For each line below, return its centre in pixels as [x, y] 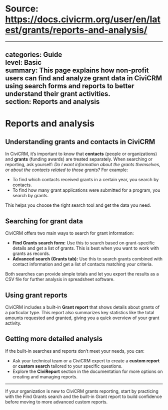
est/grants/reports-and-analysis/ [76, 30]
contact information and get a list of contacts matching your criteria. [82, 264]
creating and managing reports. [45, 376]
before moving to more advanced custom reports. [56, 401]
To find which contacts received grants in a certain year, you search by [85, 180]
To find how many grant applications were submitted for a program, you [86, 190]
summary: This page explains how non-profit [77, 71]
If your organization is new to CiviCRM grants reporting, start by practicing [82, 391]
